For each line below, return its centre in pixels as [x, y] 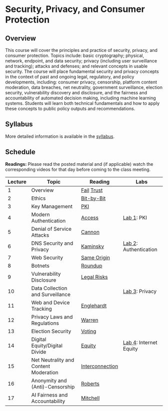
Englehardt [94, 306]
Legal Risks [94, 277]
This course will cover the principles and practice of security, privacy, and [81, 50]
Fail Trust [92, 190]
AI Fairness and [49, 395]
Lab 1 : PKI [135, 217]
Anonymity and [49, 381]
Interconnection [99, 366]
